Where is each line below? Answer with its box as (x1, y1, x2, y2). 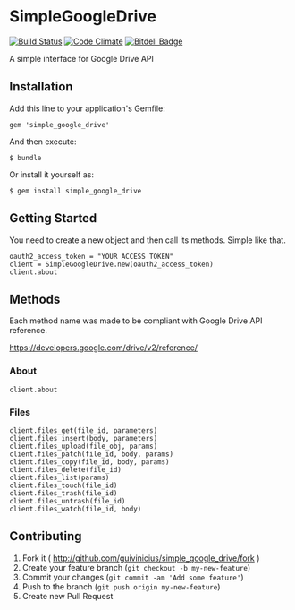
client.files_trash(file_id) (9, 488, 118, 498)
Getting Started (9, 210, 97, 226)
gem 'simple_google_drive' (9, 120, 110, 129)
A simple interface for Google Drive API (9, 53, 155, 64)
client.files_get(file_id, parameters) (9, 425, 158, 435)
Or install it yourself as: (9, 168, 94, 180)
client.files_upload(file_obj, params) (9, 442, 158, 451)
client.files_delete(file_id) (9, 465, 122, 474)
